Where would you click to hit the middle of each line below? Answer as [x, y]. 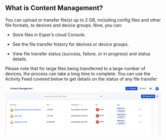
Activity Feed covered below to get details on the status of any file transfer [81, 79]
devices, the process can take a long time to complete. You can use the [78, 74]
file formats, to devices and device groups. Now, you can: [64, 25]
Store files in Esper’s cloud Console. [49, 34]
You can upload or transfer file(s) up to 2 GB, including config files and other [83, 20]
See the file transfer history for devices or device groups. [71, 44]
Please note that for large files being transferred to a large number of [75, 68]
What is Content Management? [54, 8]
